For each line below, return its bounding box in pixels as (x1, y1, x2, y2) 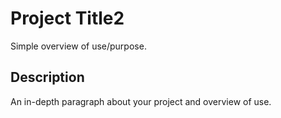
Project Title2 (10, 7, 125, 30)
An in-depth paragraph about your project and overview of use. (10, 95, 272, 107)
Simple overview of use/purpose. (10, 40, 147, 52)
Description (10, 69, 85, 86)
